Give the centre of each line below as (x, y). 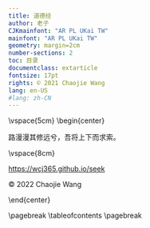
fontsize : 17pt (34, 75)
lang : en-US (28, 90)
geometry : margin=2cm (44, 46)
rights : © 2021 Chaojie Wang (57, 83)
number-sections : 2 (41, 53)
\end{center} (30, 200)
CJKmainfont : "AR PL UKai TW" (59, 31)
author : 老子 (29, 23)
